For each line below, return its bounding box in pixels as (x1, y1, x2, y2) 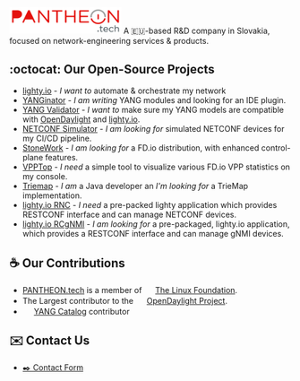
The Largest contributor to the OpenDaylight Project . (21, 296, 228, 306)
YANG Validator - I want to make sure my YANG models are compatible (21, 105, 285, 116)
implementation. (21, 190, 82, 201)
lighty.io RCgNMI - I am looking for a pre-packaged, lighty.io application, (21, 219, 290, 229)
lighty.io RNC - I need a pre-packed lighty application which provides (21, 200, 278, 211)
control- (261, 143, 291, 153)
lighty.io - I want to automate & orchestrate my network (21, 85, 227, 96)
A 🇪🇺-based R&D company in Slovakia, (123, 25, 270, 37)
